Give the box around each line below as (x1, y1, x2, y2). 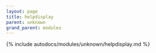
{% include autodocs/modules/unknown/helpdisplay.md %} (6, 41, 151, 48)
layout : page (6, 8, 38, 15)
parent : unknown (6, 19, 46, 25)
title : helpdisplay (6, 14, 54, 20)
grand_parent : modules (6, 24, 62, 31)
